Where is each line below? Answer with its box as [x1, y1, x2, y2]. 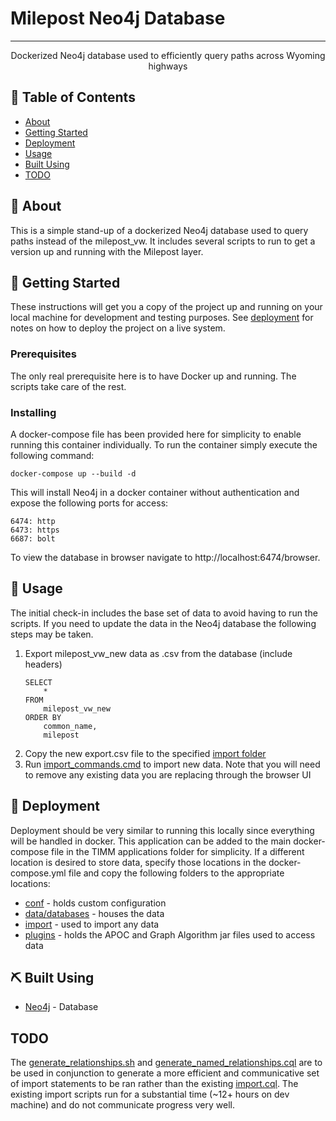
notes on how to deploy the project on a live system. [10, 322, 226, 334]
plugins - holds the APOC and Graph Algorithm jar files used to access [24, 928, 316, 941]
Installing [10, 405, 57, 419]
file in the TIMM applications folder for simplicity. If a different [51, 845, 305, 857]
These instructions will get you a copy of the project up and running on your [10, 301, 323, 313]
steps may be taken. [10, 628, 94, 640]
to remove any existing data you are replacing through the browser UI [24, 768, 312, 781]
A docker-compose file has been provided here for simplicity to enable [10, 428, 302, 440]
